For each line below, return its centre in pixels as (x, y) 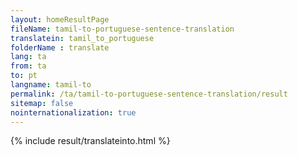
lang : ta (28, 57)
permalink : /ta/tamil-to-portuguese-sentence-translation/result (149, 94)
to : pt (24, 76)
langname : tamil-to (51, 85)
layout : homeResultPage (60, 19)
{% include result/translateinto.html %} (90, 141)
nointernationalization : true (73, 112)
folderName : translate (60, 47)
